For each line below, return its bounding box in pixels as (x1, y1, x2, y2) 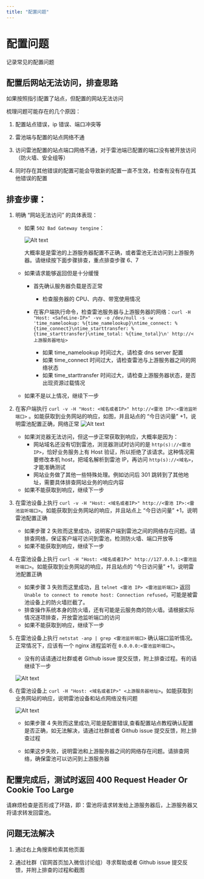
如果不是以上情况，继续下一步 (24, 392, 99, 400)
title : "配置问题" (6, 9, 50, 15)
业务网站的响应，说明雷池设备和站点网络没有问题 (15, 695, 138, 702)
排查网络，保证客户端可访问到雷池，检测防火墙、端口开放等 (24, 535, 174, 542)
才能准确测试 (33, 463, 66, 471)
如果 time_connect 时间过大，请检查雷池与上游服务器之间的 (42, 357, 191, 364)
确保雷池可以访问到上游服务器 (35, 755, 110, 762)
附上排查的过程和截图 (31, 866, 85, 874)
